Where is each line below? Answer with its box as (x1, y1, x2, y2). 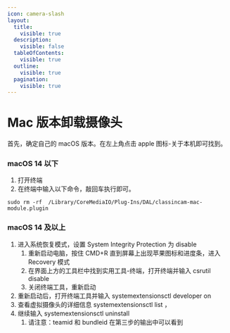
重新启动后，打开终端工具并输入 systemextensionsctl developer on (17, 291, 212, 300)
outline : (13, 63, 39, 70)
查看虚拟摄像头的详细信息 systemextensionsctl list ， (17, 300, 171, 308)
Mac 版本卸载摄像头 (7, 115, 123, 131)
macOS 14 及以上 (7, 222, 66, 232)
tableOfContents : (13, 50, 65, 57)
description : (13, 37, 52, 44)
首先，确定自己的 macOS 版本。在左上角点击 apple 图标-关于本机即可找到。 (7, 139, 227, 148)
